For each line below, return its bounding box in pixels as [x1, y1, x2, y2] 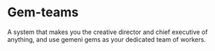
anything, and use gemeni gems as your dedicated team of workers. [7, 35, 207, 43]
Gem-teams [7, 4, 79, 21]
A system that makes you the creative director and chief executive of [7, 28, 208, 36]
